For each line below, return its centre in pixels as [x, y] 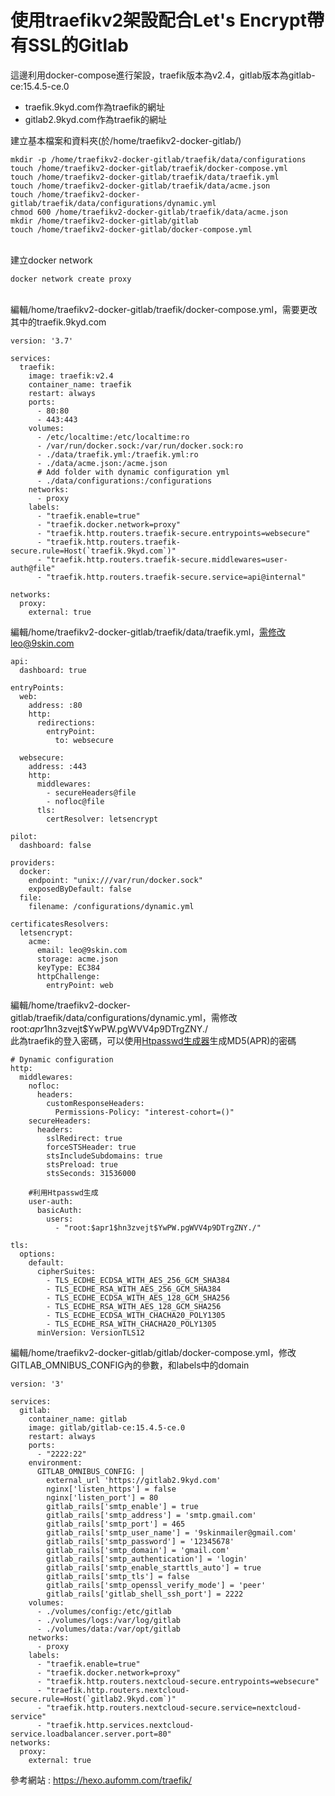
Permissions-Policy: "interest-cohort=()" [144, 1112]
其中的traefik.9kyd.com [58, 322]
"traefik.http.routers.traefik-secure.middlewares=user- [167, 559]
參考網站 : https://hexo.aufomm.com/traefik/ [101, 1780]
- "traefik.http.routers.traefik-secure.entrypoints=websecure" [173, 533]
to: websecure [84, 740]
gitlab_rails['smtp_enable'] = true [122, 1506]
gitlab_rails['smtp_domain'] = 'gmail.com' [138, 1550]
